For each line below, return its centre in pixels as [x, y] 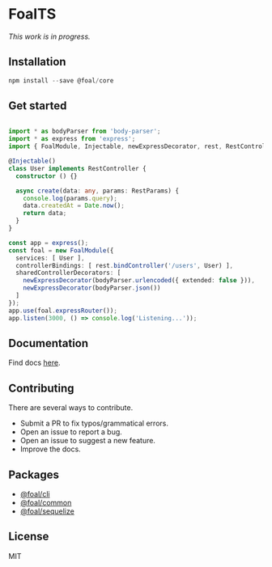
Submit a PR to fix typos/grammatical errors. [94, 423]
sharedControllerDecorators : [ [68, 273]
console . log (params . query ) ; [70, 198]
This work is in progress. [49, 36]
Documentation [49, 343]
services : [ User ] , [50, 258]
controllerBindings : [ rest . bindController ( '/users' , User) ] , [124, 265]
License [29, 537]
